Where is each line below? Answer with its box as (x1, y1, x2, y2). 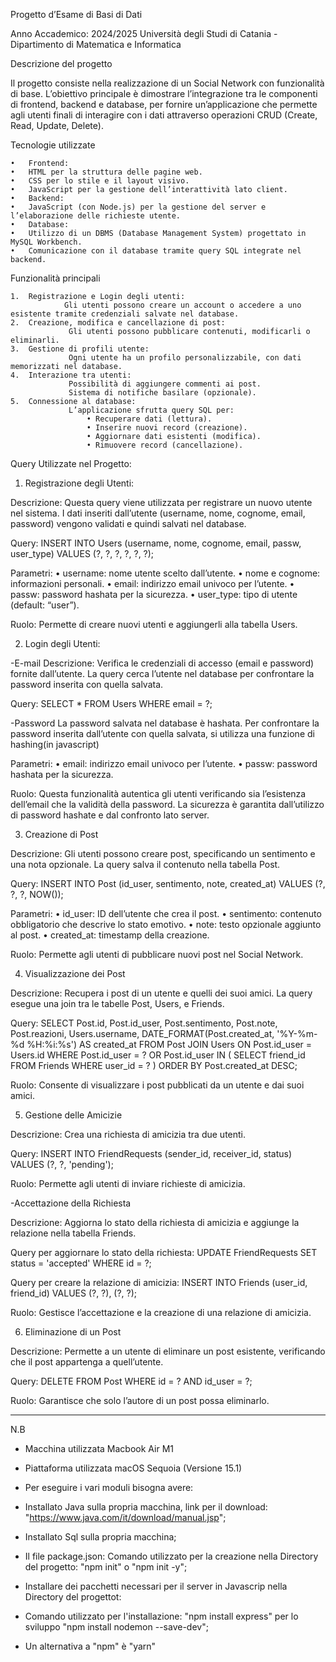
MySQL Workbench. (10, 237, 83, 247)
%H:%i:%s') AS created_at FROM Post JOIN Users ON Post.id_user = (26, 1039, 313, 1050)
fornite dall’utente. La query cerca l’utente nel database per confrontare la (10, 668, 315, 679)
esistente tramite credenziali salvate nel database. (10, 309, 240, 319)
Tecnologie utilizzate (10, 139, 96, 151)
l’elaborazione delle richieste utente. (10, 211, 182, 221)
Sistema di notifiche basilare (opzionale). (68, 388, 257, 398)
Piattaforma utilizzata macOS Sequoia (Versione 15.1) (24, 1462, 243, 1474)
